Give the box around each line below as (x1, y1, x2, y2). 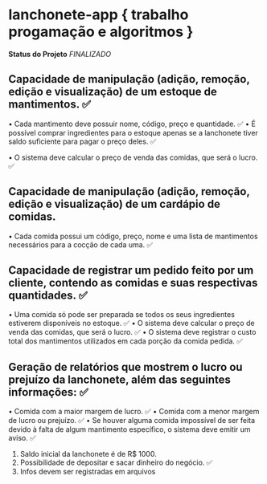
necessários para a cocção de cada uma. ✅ (8, 239, 154, 250)
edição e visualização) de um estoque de (8, 85, 217, 99)
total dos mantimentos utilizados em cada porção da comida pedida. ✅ (8, 336, 243, 346)
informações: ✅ (8, 385, 88, 399)
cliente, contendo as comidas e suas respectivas (8, 275, 258, 290)
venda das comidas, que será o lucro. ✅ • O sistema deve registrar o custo (8, 327, 257, 337)
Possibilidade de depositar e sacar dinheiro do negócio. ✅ (19, 458, 213, 467)
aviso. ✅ (8, 433, 36, 443)
